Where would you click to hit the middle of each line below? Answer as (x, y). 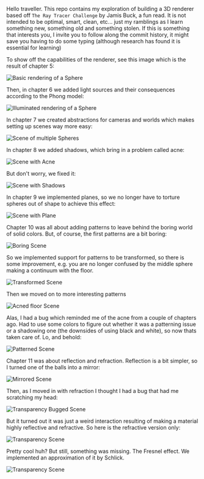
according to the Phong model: (45, 96)
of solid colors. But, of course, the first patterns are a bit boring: (86, 234)
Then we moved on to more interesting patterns (66, 294)
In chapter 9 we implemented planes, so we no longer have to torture (93, 197)
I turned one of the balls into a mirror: (53, 367)
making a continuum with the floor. (50, 270)
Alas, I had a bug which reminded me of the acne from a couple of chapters (101, 318)
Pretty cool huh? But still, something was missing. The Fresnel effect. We (98, 451)
